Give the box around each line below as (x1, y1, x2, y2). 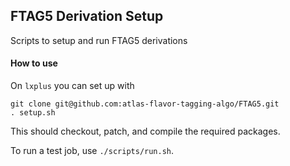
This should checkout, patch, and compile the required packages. (10, 125, 281, 138)
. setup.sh (10, 108, 56, 118)
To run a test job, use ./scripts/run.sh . (10, 145, 175, 157)
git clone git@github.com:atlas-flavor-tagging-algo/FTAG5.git (10, 99, 280, 109)
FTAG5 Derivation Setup (10, 8, 164, 25)
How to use (10, 57, 58, 69)
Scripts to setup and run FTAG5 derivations (10, 34, 188, 46)
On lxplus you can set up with (10, 80, 135, 92)
